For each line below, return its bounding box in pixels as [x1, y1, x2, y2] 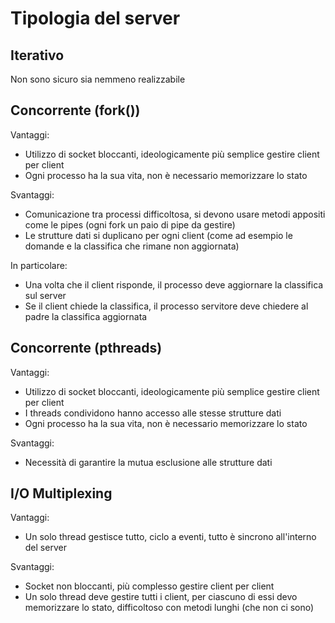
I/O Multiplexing [10, 485, 113, 502]
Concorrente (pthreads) [10, 340, 163, 357]
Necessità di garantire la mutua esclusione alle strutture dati [24, 456, 273, 468]
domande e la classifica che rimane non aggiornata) [24, 240, 240, 252]
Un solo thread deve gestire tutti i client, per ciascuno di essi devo [24, 591, 298, 603]
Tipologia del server [10, 7, 181, 30]
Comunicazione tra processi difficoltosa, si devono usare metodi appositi [24, 208, 326, 220]
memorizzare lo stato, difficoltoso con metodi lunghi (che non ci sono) [24, 602, 315, 614]
